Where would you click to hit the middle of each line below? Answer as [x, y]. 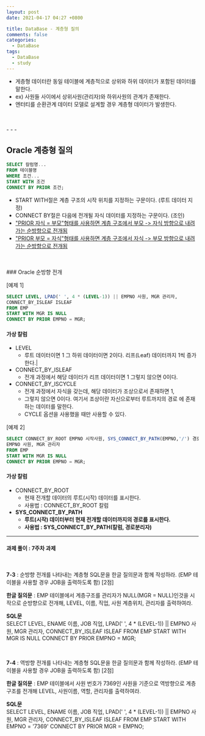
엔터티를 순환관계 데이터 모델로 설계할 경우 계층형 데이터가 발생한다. [96, 104]
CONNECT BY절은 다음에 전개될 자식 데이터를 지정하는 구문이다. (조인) [100, 215]
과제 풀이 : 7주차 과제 [31, 548]
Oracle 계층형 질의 [40, 150]
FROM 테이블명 [22, 170]
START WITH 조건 [26, 182]
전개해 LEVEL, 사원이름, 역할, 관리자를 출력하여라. [82, 691]
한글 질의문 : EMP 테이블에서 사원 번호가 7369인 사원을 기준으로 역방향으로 [95, 683]
